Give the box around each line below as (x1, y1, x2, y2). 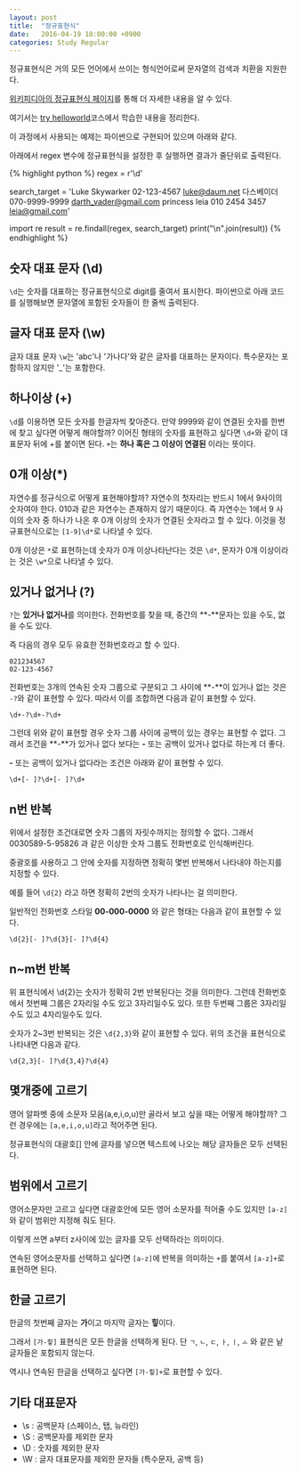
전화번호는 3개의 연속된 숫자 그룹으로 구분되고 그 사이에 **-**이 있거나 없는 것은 (9, 682, 287, 693)
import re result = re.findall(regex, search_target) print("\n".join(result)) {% (9, 224, 282, 234)
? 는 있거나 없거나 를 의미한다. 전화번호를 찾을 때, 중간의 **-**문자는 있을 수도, (9, 609, 276, 620)
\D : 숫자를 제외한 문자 (21, 1443, 100, 1453)
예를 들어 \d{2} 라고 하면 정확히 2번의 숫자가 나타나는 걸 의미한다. (9, 887, 238, 898)
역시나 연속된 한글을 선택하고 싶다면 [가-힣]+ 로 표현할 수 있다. (9, 1366, 222, 1377)
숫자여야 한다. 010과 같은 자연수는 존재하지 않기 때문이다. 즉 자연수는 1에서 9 (9, 503, 274, 514)
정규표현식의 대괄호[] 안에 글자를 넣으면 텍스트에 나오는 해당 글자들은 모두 (9, 1138, 264, 1149)
